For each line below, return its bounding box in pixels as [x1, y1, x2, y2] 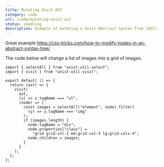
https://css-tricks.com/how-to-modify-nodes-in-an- [36, 40, 146, 46]
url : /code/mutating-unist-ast [5, 17, 71, 22]
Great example [5, 40, 36, 46]
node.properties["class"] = [27, 127, 87, 132]
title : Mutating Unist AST [5, 7, 62, 13]
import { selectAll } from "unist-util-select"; [5, 65, 110, 70]
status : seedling [5, 21, 42, 27]
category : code [5, 12, 37, 17]
